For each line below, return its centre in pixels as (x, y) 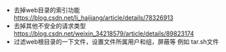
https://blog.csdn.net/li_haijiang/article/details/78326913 (93, 18)
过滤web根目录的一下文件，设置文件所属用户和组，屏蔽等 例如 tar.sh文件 (116, 42)
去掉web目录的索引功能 (47, 10)
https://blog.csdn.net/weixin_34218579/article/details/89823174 (104, 34)
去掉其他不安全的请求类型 (50, 26)
